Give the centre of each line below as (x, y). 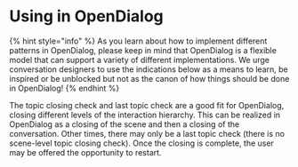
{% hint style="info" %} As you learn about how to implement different (138, 41)
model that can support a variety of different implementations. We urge (139, 60)
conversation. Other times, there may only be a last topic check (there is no (147, 133)
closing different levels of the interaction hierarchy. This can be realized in (145, 115)
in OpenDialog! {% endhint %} (64, 88)
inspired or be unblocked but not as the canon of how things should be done (149, 78)
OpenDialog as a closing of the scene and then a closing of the (125, 124)
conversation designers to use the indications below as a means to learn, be (149, 69)
